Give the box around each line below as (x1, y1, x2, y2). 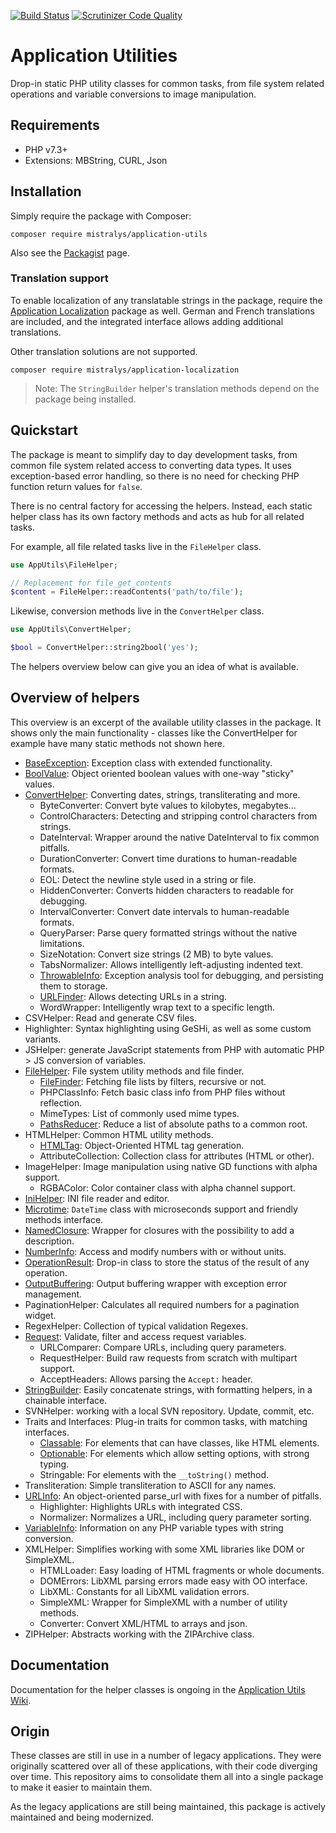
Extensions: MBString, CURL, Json (24, 154, 168, 166)
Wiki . (10, 1694, 32, 1706)
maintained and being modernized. (10, 1811, 155, 1824)
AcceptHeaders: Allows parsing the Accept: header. (39, 1373, 253, 1385)
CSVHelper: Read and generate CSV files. (24, 1011, 197, 1024)
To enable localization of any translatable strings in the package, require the (10, 294, 323, 306)
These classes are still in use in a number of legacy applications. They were (10, 1750, 322, 1762)
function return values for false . (10, 480, 143, 492)
